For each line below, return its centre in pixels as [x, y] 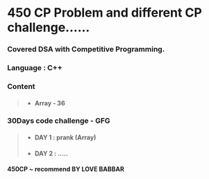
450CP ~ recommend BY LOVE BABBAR [66, 169]
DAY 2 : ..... [51, 153]
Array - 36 [50, 103]
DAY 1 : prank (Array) [65, 137]
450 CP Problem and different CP [105, 13]
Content [22, 86]
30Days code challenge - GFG [59, 121]
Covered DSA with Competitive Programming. [86, 49]
